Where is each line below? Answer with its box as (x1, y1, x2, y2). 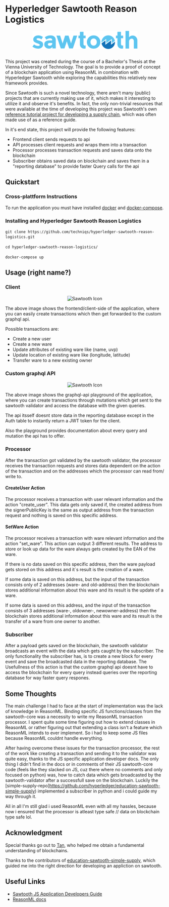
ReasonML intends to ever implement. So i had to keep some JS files (5, 730, 148, 736)
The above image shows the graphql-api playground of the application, (5, 392, 153, 398)
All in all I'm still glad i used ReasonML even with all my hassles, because (5, 803, 156, 809)
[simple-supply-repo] (5, 783, 49, 789)
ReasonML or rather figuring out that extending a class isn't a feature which (5, 725, 162, 731)
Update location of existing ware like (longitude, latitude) (12, 352, 130, 358)
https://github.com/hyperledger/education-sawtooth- (49, 783, 160, 789)
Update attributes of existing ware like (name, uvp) (12, 346, 118, 352)
